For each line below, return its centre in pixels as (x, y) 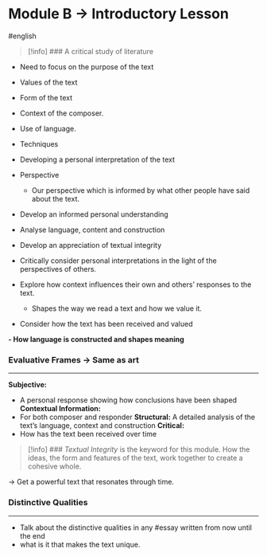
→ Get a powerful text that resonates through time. (91, 482)
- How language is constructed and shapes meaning (96, 339)
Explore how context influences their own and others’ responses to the (135, 284)
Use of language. (48, 128)
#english (23, 36)
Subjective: (28, 385)
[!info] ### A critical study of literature (90, 51)
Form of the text (46, 97)
